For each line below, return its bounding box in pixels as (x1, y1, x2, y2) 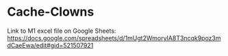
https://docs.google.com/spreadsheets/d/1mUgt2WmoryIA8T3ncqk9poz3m (7, 33, 221, 42)
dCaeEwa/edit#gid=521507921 (7, 41, 94, 49)
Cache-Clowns (7, 4, 94, 20)
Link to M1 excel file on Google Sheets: (7, 27, 116, 35)
